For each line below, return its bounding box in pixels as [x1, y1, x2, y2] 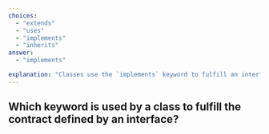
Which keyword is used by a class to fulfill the [8, 100, 242, 114]
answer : [8, 49, 34, 57]
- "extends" [15, 19, 56, 27]
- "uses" [15, 26, 45, 34]
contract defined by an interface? [8, 112, 179, 126]
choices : [8, 11, 38, 20]
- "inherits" [15, 41, 59, 49]
